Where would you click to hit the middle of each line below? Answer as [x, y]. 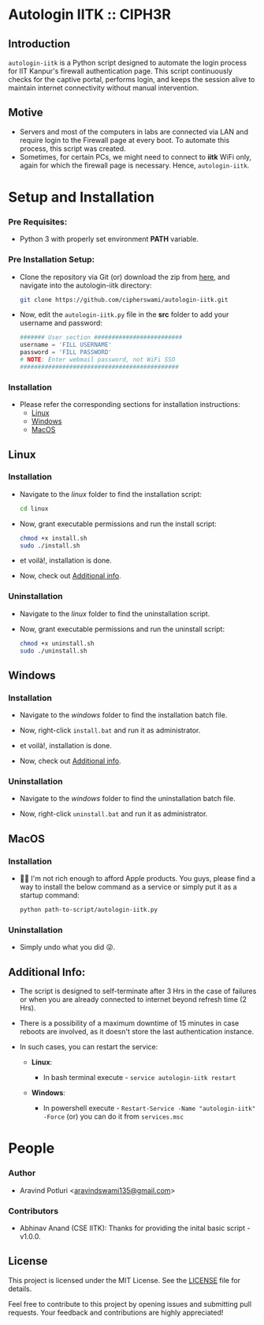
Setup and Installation [82, 197]
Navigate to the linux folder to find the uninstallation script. [115, 613]
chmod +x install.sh [53, 538]
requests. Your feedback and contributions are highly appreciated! [116, 1312]
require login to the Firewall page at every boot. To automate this [125, 140]
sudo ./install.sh [50, 546]
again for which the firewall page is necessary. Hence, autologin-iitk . [134, 165]
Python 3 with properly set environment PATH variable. [109, 239]
